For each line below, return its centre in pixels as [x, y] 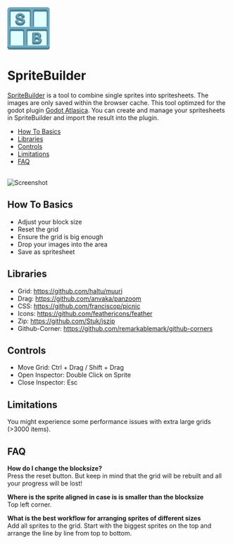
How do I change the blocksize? [55, 468]
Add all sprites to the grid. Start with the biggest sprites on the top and [109, 526]
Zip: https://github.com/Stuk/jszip [66, 321]
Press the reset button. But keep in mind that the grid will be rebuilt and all [114, 476]
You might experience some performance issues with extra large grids [109, 422]
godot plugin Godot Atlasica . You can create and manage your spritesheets [116, 110]
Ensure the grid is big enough [60, 236]
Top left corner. [30, 504]
